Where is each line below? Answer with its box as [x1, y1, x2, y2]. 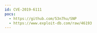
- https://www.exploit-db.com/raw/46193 [9, 20, 92, 26]
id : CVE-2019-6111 [4, 7, 42, 12]
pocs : [4, 12, 16, 16]
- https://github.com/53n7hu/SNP [9, 16, 77, 21]
